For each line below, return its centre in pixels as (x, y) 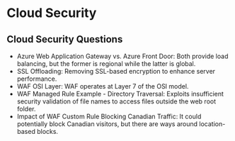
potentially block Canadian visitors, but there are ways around (107, 124)
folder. (26, 109)
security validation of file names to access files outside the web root (116, 101)
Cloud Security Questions (65, 39)
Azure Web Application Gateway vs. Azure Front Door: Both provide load (122, 56)
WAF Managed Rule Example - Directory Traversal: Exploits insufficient (120, 94)
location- (212, 124)
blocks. (47, 131)
